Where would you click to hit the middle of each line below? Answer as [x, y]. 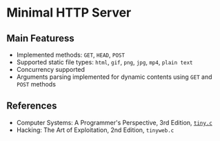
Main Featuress [40, 38]
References [32, 106]
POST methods [36, 84]
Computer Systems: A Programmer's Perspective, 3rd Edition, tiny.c [114, 122]
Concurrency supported [51, 69]
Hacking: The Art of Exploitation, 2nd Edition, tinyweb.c [95, 130]
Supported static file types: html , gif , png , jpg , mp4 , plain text [104, 62]
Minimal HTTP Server [69, 13]
